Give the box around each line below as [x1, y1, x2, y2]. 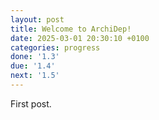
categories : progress [10, 42, 101, 53]
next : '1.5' [10, 71, 60, 81]
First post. [10, 97, 52, 110]
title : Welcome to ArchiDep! [10, 24, 132, 34]
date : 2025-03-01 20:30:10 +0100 [10, 33, 150, 43]
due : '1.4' [10, 61, 56, 71]
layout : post [10, 14, 65, 25]
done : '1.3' [10, 52, 60, 62]
